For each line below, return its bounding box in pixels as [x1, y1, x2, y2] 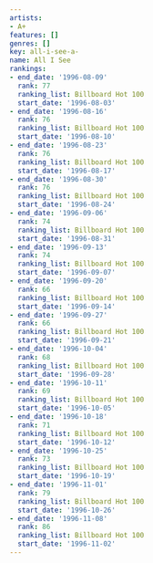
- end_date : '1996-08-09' [9, 73, 107, 82]
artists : [9, 13, 43, 23]
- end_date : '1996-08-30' [9, 174, 107, 183]
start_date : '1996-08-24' [17, 200, 117, 210]
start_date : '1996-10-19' [17, 472, 117, 481]
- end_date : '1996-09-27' [9, 310, 107, 319]
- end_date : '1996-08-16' [9, 107, 107, 116]
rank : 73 [17, 454, 51, 464]
